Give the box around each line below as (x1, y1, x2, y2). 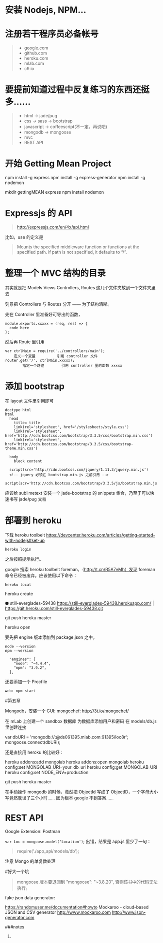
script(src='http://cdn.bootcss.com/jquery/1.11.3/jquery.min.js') (9, 467, 149, 472)
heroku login (5, 547, 32, 552)
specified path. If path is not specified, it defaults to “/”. (16, 249, 127, 255)
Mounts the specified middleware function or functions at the (16, 244, 140, 250)
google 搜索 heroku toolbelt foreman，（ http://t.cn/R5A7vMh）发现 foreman (5, 566, 155, 572)
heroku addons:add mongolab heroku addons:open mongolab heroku (5, 759, 144, 765)
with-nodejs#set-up (5, 537, 45, 543)
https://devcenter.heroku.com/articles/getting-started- (46, 532, 155, 538)
